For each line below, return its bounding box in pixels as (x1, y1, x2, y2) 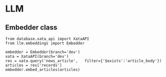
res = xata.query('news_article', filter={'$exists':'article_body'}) (5, 58, 162, 63)
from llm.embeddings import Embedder (5, 41, 85, 46)
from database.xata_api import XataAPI (5, 36, 90, 41)
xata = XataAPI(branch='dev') (5, 54, 69, 59)
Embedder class (5, 23, 57, 32)
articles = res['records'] (5, 63, 62, 68)
